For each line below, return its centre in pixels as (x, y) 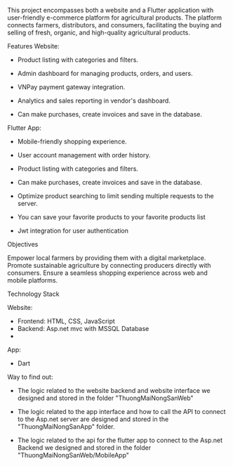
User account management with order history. (84, 155)
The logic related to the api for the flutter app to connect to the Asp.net (120, 440)
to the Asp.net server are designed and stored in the (93, 419)
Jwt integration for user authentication (73, 231)
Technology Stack (33, 294)
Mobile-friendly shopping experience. (72, 141)
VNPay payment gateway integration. (71, 87)
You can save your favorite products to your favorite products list (111, 217)
